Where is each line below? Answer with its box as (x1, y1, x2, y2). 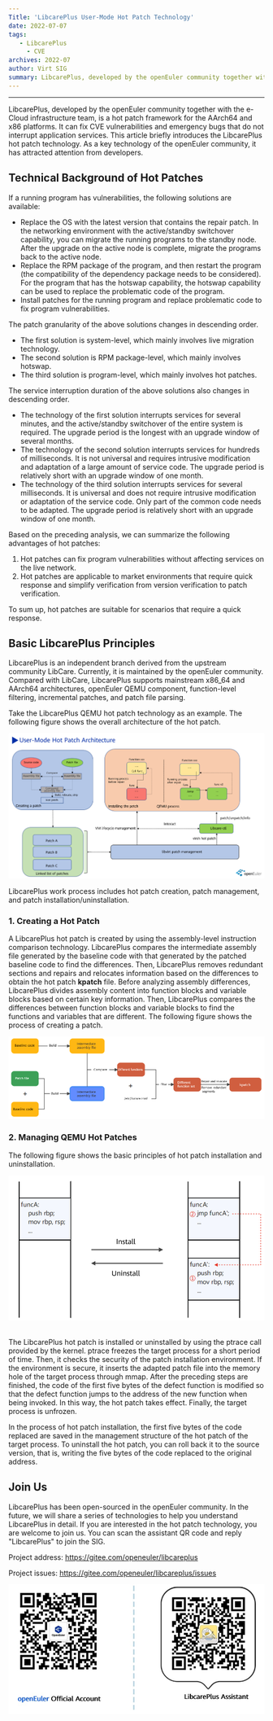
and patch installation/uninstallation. (8, 895, 130, 904)
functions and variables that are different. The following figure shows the (8, 1011, 253, 1021)
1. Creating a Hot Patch (8, 915, 100, 926)
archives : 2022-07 (8, 56, 71, 64)
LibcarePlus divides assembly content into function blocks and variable (8, 985, 247, 995)
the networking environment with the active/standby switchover (19, 226, 234, 235)
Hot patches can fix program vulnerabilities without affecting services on (19, 554, 265, 563)
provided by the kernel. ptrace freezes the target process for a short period (8, 1346, 261, 1355)
